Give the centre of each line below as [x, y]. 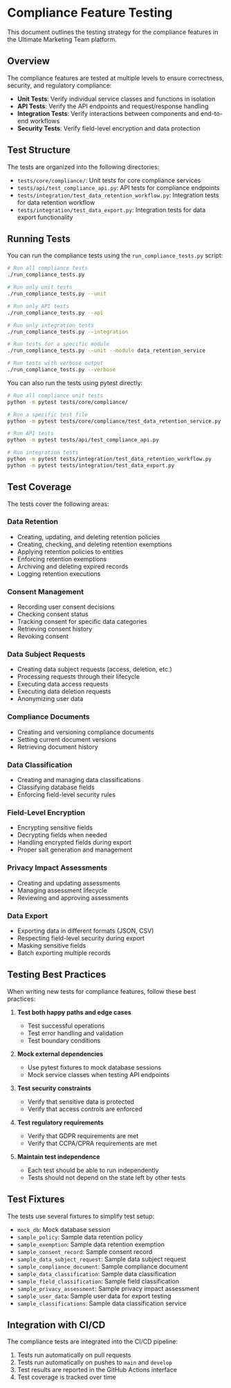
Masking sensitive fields [52, 945]
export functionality [45, 217]
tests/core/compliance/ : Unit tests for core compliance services [109, 180]
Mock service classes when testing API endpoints [98, 1074]
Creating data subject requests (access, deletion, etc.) [95, 669]
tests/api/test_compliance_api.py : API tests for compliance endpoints [118, 187]
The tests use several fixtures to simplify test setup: [81, 1216]
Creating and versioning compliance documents [85, 732]
